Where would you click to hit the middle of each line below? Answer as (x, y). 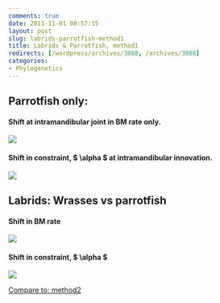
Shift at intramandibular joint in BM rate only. (85, 121)
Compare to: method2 (45, 290)
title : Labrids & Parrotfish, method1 (73, 46)
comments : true (34, 16)
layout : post (30, 31)
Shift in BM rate (35, 221)
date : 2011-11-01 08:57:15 (54, 23)
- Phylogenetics (35, 69)
